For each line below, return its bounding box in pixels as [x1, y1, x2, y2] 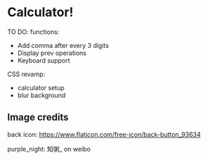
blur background [17, 91, 66, 99]
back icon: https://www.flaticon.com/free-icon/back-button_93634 [7, 130, 202, 138]
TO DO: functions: [7, 27, 60, 36]
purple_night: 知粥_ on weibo [7, 144, 91, 153]
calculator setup [17, 83, 65, 92]
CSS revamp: [7, 70, 46, 78]
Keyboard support [17, 56, 70, 64]
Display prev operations [17, 49, 86, 57]
